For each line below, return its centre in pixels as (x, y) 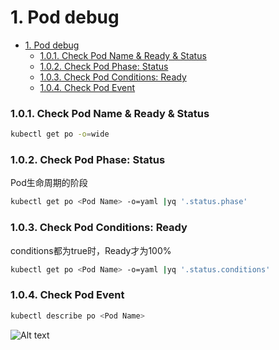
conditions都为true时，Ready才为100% (91, 250)
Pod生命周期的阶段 (49, 183)
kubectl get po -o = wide (60, 134)
